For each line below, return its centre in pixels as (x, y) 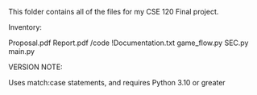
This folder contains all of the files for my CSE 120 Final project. (114, 12)
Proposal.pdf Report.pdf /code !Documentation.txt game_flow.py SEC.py (128, 43)
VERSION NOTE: (35, 67)
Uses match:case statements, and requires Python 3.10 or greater (117, 83)
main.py (21, 51)
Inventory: (25, 27)
